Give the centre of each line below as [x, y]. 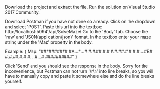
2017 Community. [23, 12]
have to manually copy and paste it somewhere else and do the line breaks [80, 76]
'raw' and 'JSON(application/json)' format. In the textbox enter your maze [78, 37]
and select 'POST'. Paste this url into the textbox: [54, 27]
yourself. [14, 81]
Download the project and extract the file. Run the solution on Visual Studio [80, 7]
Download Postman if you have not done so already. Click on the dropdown [80, 22]
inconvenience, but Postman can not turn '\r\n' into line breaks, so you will [79, 71]
